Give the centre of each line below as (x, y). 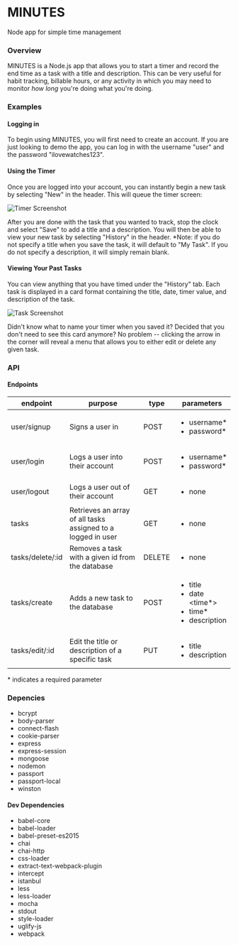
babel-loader (36, 829)
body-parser (36, 721)
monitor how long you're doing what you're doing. (80, 89)
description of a (96, 650)
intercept (31, 873)
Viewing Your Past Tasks (45, 268)
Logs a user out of (100, 487)
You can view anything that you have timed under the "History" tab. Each (114, 284)
